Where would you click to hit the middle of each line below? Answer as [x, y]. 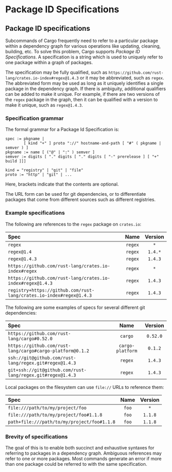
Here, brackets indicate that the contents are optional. [62, 184]
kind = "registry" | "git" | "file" [44, 170]
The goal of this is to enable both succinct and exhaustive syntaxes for [80, 447]
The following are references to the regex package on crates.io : [73, 224]
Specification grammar [35, 118]
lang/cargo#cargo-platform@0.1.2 [49, 351]
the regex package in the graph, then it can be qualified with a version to [82, 99]
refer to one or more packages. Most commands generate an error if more [83, 458]
